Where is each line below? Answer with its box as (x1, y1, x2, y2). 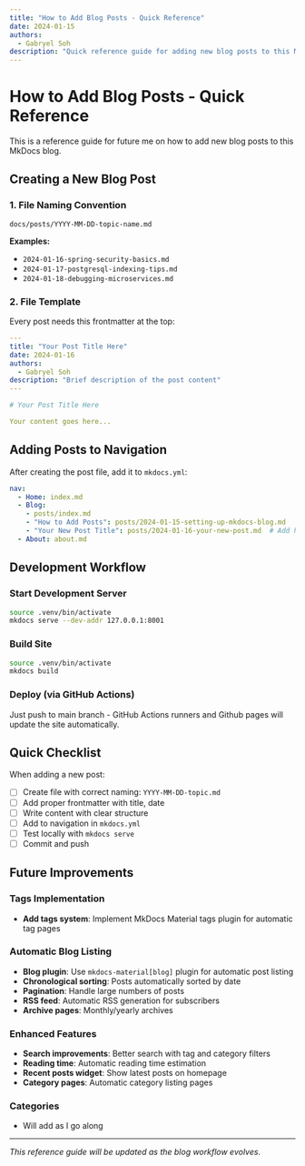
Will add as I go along (22, 1121, 103, 1131)
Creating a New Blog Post (9, 172, 156, 187)
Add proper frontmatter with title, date (22, 797, 165, 808)
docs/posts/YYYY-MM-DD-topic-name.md (9, 219, 152, 228)
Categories (9, 1100, 60, 1112)
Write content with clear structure (22, 807, 149, 819)
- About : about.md (17, 534, 88, 544)
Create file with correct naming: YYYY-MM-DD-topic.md (22, 787, 221, 798)
